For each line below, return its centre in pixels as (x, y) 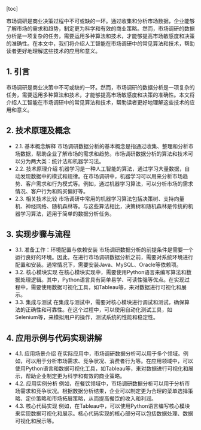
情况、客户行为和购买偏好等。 (51, 191)
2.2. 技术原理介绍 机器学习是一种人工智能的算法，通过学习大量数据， (100, 169)
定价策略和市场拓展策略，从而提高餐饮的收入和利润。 (91, 399)
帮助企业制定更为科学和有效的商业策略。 (75, 376)
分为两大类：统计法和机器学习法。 (62, 161)
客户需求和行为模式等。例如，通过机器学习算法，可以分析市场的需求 (109, 184)
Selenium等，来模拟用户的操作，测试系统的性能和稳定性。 (86, 317)
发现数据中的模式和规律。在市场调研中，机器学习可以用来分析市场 (101, 176)
